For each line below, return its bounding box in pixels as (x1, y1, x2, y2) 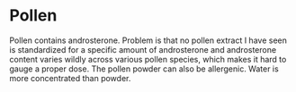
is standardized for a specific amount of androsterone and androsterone (9, 44, 277, 54)
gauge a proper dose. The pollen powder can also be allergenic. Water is (9, 63, 279, 74)
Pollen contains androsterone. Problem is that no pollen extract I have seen (9, 35, 288, 46)
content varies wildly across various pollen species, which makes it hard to (9, 54, 287, 64)
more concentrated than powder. (9, 72, 131, 83)
